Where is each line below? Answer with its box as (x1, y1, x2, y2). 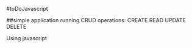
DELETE (6, 23, 27, 30)
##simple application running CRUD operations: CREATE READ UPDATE (6, 17, 186, 23)
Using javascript (6, 35, 48, 41)
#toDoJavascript (6, 5, 48, 12)
